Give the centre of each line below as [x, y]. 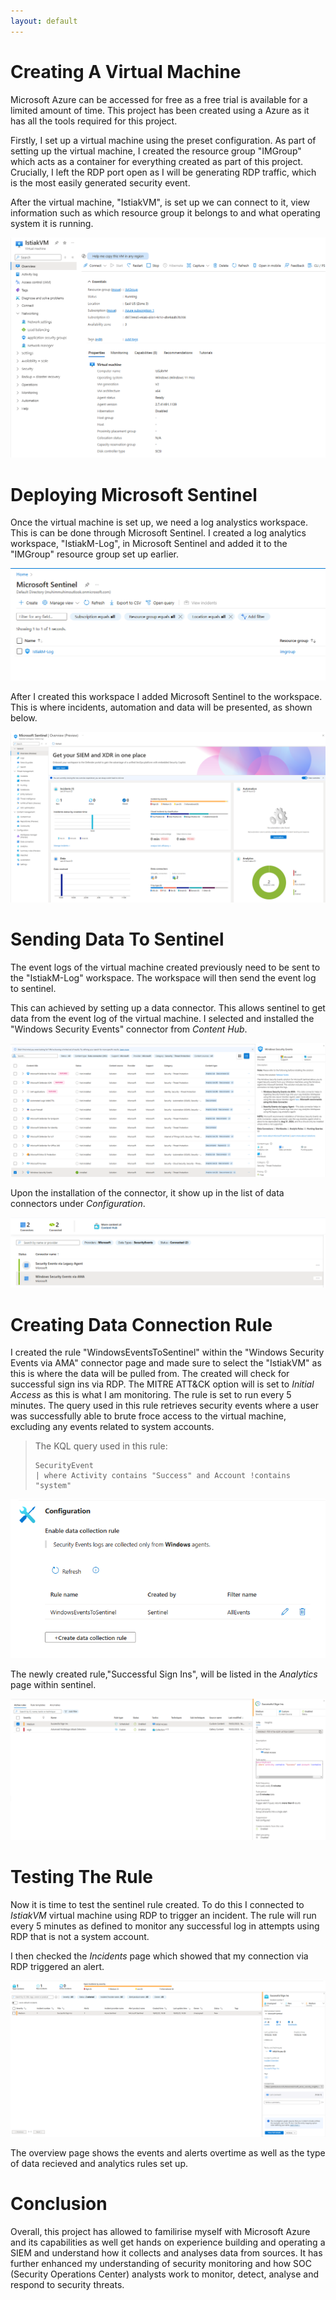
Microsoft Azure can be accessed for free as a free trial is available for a [159, 99]
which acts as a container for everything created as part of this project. [157, 161]
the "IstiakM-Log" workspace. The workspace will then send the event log [163, 977]
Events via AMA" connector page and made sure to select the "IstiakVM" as [166, 1363]
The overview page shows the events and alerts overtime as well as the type [168, 2153]
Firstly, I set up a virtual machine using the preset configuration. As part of [163, 140]
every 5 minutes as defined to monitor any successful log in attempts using [165, 1926]
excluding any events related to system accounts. [112, 1427]
